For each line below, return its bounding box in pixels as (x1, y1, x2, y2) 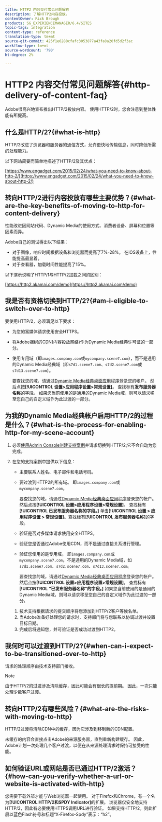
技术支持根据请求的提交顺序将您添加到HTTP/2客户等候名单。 (19, 608, 141, 614)
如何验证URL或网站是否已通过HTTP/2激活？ (5, 764, 137, 772)
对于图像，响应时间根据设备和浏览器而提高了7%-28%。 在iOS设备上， (12, 249, 153, 255)
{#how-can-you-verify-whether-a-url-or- (5, 772, 134, 780)
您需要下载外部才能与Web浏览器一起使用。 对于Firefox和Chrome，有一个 (5, 793, 151, 799)
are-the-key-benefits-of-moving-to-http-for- (5, 201, 145, 210)
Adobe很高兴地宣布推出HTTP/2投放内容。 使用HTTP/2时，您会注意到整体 (5, 106, 152, 112)
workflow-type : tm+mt (5, 43, 49, 48)
